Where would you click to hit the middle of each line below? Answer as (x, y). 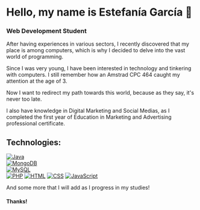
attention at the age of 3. (37, 81)
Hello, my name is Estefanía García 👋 (99, 12)
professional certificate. (36, 124)
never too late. (24, 99)
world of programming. (35, 57)
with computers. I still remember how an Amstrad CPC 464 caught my (93, 75)
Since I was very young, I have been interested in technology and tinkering (99, 68)
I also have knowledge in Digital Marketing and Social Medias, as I (88, 111)
